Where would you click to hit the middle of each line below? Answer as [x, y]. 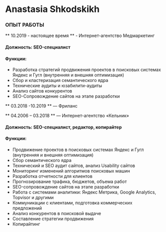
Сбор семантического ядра [42, 160]
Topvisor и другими [33, 197]
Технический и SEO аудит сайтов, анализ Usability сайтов [74, 165]
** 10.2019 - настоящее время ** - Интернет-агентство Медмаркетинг [80, 35]
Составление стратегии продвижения [53, 219]
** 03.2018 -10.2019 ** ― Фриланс [41, 106]
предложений [27, 208]
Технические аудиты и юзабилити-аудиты [57, 85]
